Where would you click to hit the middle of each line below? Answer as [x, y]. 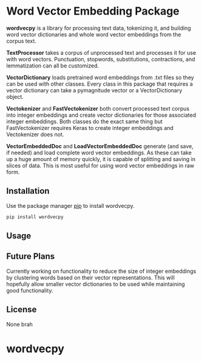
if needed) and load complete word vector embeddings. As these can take [99, 153]
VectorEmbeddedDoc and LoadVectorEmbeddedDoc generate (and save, [100, 146]
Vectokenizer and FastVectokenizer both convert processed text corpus [98, 108]
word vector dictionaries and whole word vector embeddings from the [94, 34]
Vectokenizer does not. [35, 134]
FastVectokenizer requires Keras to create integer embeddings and [90, 128]
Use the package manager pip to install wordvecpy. [71, 205]
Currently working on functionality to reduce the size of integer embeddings [101, 271]
